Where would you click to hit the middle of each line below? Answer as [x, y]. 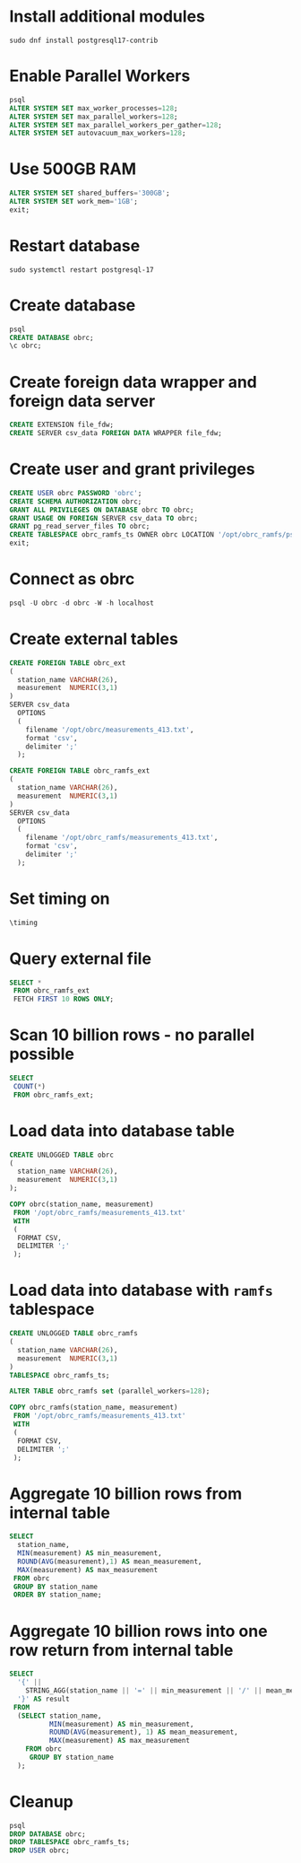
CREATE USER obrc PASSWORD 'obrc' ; [76, 493]
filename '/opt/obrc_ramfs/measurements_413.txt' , [122, 838]
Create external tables [94, 639]
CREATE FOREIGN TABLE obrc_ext [68, 663]
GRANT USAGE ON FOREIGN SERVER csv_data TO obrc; [104, 518]
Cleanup [42, 1802]
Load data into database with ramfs [141, 1290]
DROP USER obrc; [39, 1850]
